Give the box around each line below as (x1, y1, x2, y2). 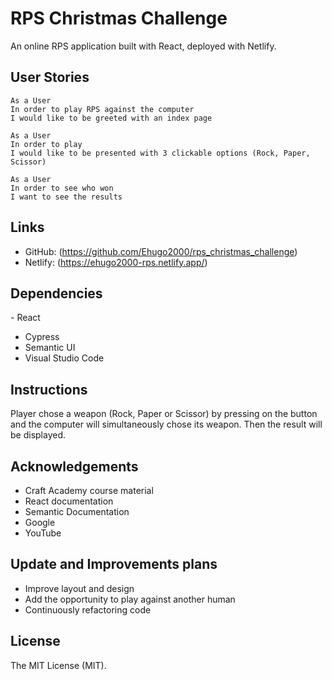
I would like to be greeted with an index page (10, 113, 213, 123)
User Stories (10, 69, 90, 86)
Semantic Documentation (24, 506, 130, 517)
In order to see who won (10, 183, 114, 193)
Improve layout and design (24, 582, 135, 594)
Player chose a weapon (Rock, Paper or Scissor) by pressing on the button (10, 408, 318, 420)
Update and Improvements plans (10, 556, 218, 573)
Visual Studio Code (24, 352, 105, 364)
